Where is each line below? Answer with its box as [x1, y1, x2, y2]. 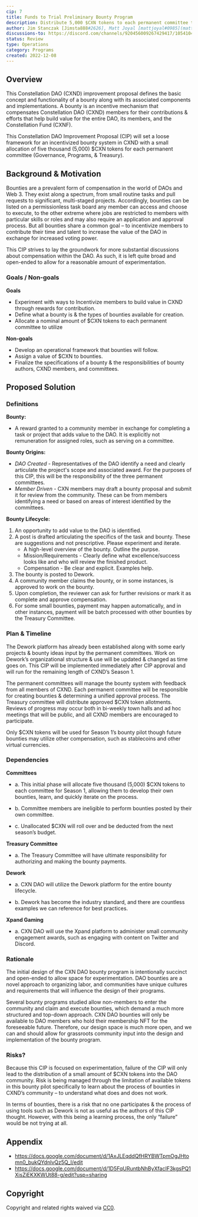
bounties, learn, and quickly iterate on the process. [14, 793, 138, 800]
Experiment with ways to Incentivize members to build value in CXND [14, 298, 183, 305]
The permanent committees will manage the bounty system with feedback [6, 680, 187, 687]
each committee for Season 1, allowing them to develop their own [14, 787, 174, 794]
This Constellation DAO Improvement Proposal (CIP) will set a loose [6, 133, 170, 140]
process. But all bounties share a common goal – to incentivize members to [6, 222, 189, 229]
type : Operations [6, 42, 49, 48]
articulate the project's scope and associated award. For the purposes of [14, 466, 192, 474]
